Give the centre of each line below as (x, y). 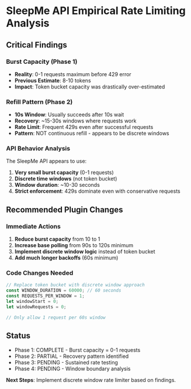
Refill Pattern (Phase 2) (39, 102)
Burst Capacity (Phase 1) (42, 62)
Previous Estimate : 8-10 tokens (53, 80)
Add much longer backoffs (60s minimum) (66, 258)
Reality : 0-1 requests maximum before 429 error (73, 74)
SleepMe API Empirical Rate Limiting (96, 11)
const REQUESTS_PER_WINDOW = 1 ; (45, 296)
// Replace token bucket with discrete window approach (75, 285)
